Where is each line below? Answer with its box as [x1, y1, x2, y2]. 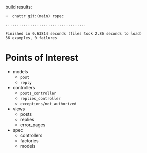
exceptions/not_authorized [20, 101, 77, 106]
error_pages [20, 122, 46, 128]
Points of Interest [5, 52, 79, 64]
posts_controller [20, 91, 57, 96]
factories [20, 137, 39, 144]
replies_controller [20, 96, 61, 101]
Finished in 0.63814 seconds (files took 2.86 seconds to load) [5, 31, 142, 36]
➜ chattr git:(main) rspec [5, 14, 64, 19]
